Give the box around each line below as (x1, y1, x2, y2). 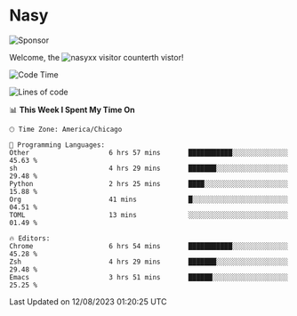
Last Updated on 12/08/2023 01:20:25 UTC (9, 296, 167, 307)
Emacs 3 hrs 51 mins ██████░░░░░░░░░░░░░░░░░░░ (9, 272, 289, 281)
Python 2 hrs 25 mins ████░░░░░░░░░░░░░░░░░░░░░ (9, 179, 289, 188)
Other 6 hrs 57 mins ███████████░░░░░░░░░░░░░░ (9, 148, 289, 157)
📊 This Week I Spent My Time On (9, 104, 135, 115)
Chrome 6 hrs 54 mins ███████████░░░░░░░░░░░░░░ (9, 241, 289, 250)
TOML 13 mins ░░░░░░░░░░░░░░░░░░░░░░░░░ (9, 210, 289, 219)
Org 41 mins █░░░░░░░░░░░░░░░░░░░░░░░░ (9, 195, 289, 204)
